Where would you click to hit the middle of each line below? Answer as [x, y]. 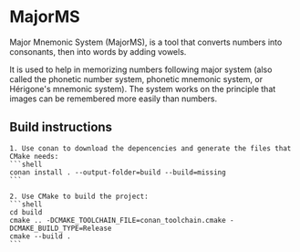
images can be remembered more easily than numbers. [113, 99]
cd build [26, 212]
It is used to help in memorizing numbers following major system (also [141, 69]
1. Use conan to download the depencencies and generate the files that [150, 148]
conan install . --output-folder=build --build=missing [118, 172]
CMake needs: [34, 156]
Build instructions [61, 127]
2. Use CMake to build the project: [79, 196]
